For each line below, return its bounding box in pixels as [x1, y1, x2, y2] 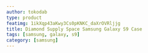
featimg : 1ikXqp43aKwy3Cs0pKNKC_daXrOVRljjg [6, 20, 121, 26]
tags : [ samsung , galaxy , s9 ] [6, 32, 80, 38]
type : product [6, 15, 42, 21]
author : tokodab [6, 9, 47, 15]
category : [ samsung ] [6, 37, 59, 43]
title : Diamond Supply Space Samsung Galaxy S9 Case [6, 26, 143, 32]
